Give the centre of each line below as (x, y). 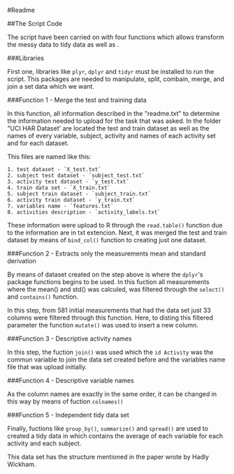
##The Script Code (35, 23)
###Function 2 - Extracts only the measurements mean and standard (107, 253)
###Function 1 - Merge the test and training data (77, 100)
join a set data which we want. (51, 86)
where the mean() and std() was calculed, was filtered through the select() (116, 289)
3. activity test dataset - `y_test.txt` (68, 182)
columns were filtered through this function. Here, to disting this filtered (110, 318)
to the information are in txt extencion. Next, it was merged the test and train (117, 232)
